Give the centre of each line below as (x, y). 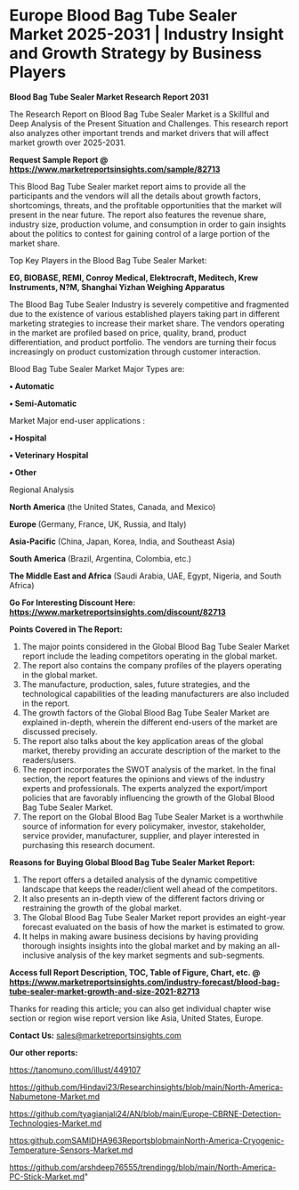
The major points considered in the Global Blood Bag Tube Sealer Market (156, 646)
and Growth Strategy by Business (136, 53)
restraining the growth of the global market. (102, 908)
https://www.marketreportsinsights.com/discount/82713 (118, 611)
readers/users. (49, 760)
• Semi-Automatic (43, 403)
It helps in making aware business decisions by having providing (140, 936)
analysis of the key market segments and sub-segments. (161, 955)
